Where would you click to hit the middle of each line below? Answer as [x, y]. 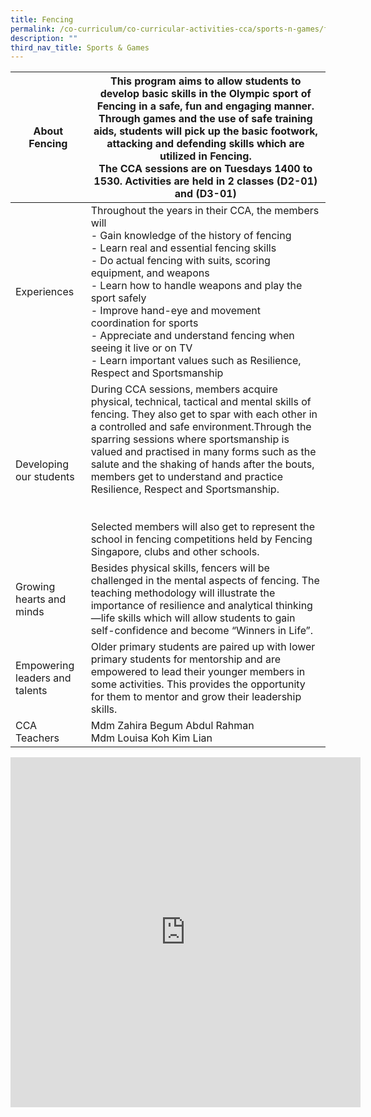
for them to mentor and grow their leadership [196, 697]
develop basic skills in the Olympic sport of [205, 94]
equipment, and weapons [150, 273]
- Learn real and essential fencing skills [183, 248]
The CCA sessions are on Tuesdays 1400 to [205, 169]
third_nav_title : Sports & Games [80, 47]
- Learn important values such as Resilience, [196, 361]
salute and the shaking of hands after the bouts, [202, 464]
